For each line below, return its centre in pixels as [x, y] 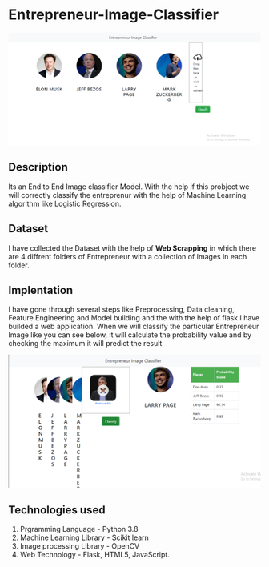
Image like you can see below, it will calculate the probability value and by [130, 335]
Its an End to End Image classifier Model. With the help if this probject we [129, 187]
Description [38, 167]
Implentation [41, 290]
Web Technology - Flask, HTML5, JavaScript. [94, 555]
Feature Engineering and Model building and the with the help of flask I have [134, 318]
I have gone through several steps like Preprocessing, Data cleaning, [121, 309]
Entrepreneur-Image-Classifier [113, 15]
